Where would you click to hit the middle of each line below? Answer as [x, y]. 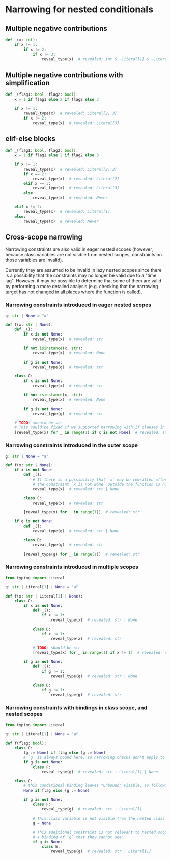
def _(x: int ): [21, 40]
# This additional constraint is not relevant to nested [94, 832]
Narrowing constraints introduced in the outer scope [72, 445]
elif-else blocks [31, 139]
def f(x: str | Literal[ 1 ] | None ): [44, 596]
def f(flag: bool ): [26, 743]
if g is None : [47, 842]
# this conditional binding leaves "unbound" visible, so [86, 786]
